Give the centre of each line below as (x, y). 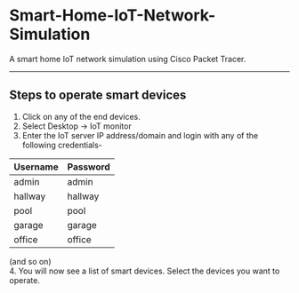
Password (89, 167)
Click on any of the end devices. (81, 116)
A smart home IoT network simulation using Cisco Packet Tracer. (128, 59)
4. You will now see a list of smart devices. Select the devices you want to (145, 271)
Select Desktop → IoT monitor (77, 126)
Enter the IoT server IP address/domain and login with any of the (140, 135)
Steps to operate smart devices (98, 95)
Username (36, 167)
